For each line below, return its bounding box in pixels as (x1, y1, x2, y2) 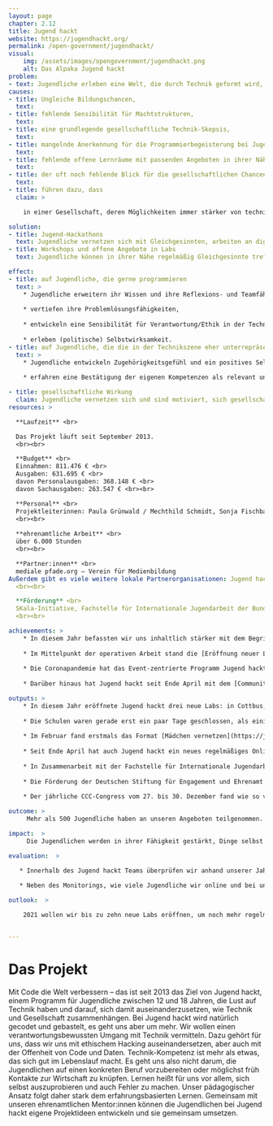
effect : (8, 267, 35, 276)
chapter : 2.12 (8, 20, 57, 28)
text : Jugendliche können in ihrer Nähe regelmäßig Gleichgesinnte (15, 253, 249, 261)
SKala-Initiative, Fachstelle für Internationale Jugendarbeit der (15, 605, 249, 613)
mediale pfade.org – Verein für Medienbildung (15, 567, 176, 576)
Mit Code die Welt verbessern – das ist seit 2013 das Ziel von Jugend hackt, (8, 987, 262, 997)
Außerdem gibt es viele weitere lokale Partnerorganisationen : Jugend (8, 575, 253, 583)
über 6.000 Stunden (15, 537, 82, 546)
